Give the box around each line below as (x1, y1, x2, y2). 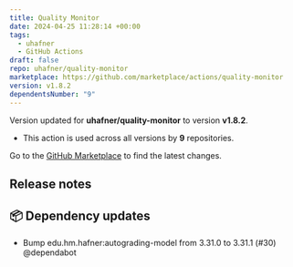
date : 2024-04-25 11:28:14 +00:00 (9, 22, 141, 31)
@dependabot (22, 247, 78, 258)
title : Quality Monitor (9, 13, 100, 23)
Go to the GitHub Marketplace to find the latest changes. (9, 149, 222, 160)
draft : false (9, 56, 59, 65)
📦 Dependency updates (9, 209, 151, 224)
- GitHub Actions (17, 47, 84, 56)
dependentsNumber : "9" (9, 89, 96, 98)
